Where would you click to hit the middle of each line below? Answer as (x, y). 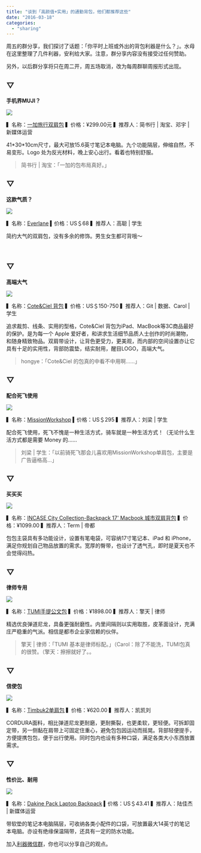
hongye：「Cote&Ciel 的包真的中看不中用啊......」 (80, 361)
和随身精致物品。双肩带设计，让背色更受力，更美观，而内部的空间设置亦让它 (100, 341)
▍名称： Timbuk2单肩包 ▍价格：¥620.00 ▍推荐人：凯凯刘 (79, 710)
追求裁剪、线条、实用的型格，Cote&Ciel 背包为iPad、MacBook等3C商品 (95, 326)
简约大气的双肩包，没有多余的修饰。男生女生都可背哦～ (74, 236)
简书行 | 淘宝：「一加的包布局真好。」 (65, 165)
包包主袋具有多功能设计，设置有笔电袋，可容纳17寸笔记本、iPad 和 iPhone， (100, 538)
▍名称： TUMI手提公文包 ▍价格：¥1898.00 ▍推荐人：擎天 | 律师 (86, 611)
